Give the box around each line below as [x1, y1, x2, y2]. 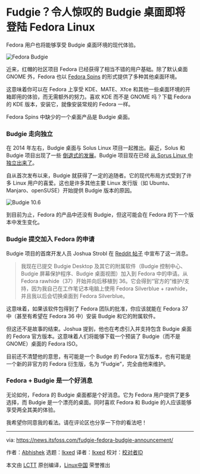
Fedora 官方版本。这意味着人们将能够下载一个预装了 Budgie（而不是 [12, 333, 180, 340]
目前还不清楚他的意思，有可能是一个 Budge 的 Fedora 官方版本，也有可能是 [6, 353, 192, 360]
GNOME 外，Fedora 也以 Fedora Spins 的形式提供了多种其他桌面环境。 [6, 73, 180, 80]
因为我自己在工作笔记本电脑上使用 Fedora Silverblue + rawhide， [31, 285, 191, 292]
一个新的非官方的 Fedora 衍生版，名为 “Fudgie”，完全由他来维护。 [6, 360, 169, 367]
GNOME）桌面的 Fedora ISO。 [6, 340, 82, 347]
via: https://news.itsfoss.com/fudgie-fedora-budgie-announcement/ [6, 436, 174, 444]
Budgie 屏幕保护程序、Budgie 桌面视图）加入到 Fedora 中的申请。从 [20, 270, 188, 277]
